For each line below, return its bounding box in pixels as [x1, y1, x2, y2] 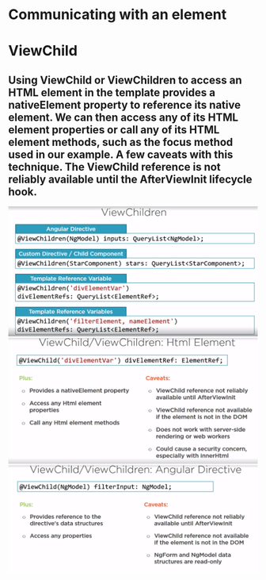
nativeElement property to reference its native [8, 98, 241, 112]
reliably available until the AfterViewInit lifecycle [8, 172, 253, 186]
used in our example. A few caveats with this [8, 148, 234, 161]
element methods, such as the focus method [8, 135, 234, 148]
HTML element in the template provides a [8, 86, 216, 99]
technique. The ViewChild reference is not [8, 160, 222, 174]
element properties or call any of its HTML [8, 123, 220, 136]
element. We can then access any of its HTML [8, 110, 239, 124]
